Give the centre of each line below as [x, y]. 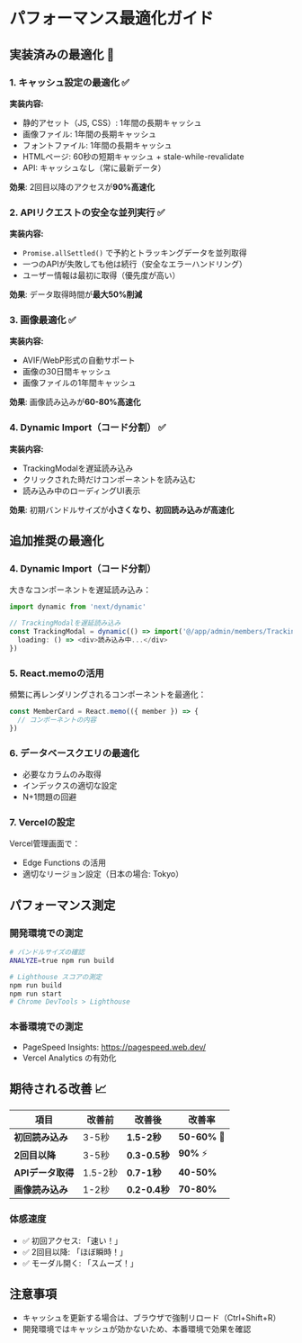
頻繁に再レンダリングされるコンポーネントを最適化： [108, 695]
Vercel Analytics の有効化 [69, 1058]
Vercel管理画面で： [45, 843]
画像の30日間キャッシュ [67, 372]
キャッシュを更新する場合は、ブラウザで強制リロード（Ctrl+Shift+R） [151, 1317]
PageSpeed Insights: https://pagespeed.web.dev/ [114, 1047]
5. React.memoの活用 [57, 673]
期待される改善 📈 [58, 1089]
